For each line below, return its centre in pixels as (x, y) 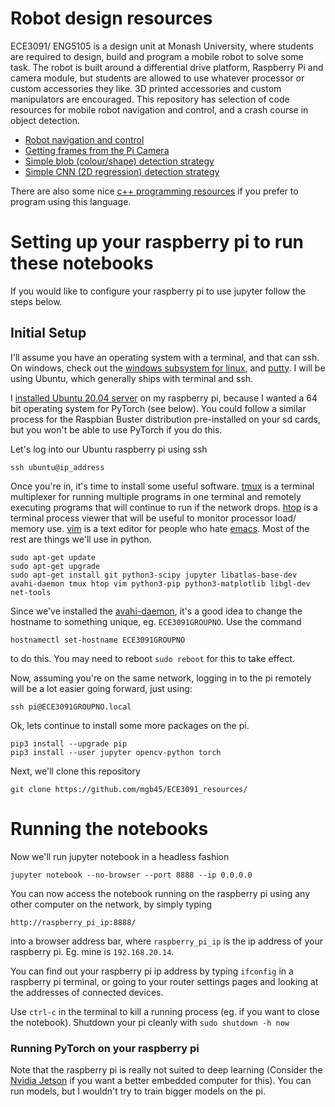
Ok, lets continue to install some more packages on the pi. (130, 725)
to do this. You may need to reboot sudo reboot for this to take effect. (152, 658)
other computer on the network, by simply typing (111, 904)
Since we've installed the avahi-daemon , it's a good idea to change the (156, 611)
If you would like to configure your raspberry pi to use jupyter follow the (158, 291)
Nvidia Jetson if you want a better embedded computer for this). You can (161, 1080)
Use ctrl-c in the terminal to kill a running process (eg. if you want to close (165, 1011)
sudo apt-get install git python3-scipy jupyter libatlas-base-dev (154, 575)
